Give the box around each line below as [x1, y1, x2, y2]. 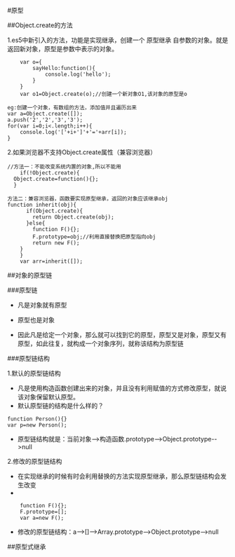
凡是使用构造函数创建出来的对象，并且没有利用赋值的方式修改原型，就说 [17, 384, 227, 392]
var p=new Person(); [7, 422, 68, 429]
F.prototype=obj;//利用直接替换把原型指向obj [32, 233, 156, 240]
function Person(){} [7, 415, 68, 422]
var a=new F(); [20, 514, 65, 521]
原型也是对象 [17, 316, 55, 324]
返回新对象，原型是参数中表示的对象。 [7, 45, 118, 53]
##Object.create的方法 [7, 21, 73, 29]
